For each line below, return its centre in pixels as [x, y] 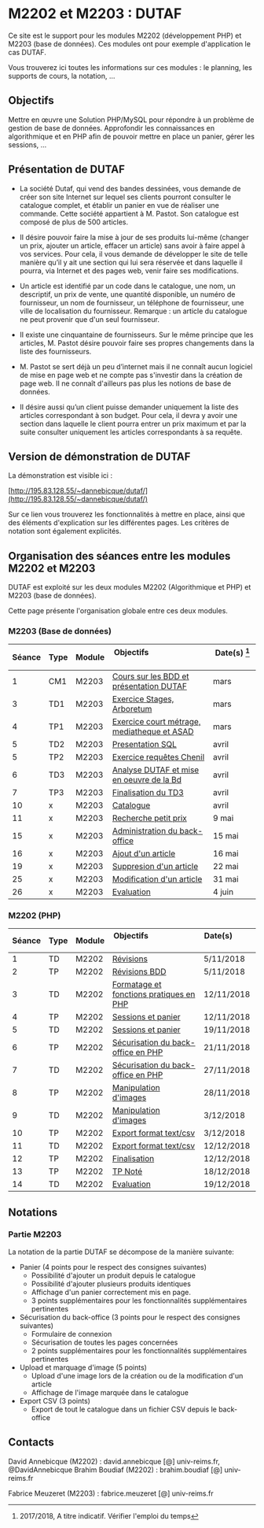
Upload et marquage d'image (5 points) [83, 1367]
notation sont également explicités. [65, 531]
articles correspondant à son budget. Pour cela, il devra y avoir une [128, 415]
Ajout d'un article [143, 853]
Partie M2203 [35, 1234]
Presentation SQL [144, 744]
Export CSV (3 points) [55, 1400]
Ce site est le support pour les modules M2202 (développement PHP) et [125, 35]
